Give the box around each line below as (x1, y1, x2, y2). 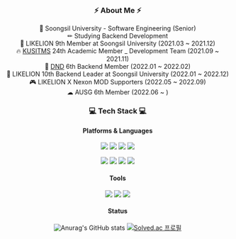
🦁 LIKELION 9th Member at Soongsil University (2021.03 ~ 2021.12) (19, 39, 216, 48)
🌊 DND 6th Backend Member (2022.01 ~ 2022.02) (44, 62, 191, 71)
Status (107, 207, 128, 216)
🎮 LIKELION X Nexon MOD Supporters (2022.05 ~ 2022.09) (29, 78, 206, 87)
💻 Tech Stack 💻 (89, 106, 147, 116)
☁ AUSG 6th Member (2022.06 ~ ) (67, 88, 169, 96)
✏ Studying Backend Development (67, 32, 169, 40)
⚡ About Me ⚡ (94, 5, 142, 15)
